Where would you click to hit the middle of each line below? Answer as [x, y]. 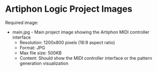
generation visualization [44, 63]
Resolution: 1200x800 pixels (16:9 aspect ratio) [67, 42]
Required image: [22, 23]
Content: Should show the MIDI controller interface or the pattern [86, 58]
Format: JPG [32, 47]
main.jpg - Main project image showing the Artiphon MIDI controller [81, 32]
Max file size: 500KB [40, 53]
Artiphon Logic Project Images [69, 9]
